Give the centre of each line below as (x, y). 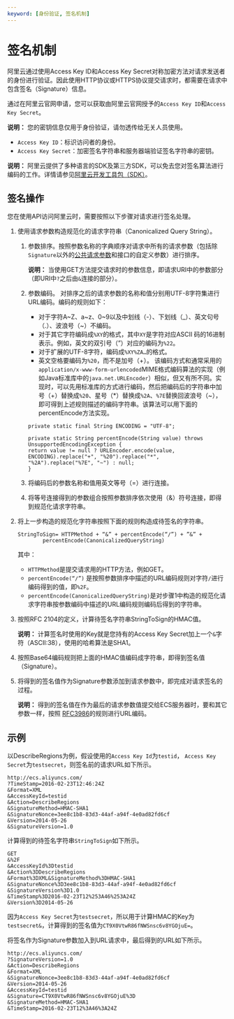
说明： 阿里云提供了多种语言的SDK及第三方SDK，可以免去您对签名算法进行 (115, 166)
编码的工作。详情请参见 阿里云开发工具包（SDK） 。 (79, 174)
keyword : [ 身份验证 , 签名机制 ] (49, 14)
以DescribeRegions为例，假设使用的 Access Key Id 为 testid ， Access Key (112, 756)
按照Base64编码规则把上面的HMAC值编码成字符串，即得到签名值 (111, 658)
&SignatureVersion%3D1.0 (43, 891)
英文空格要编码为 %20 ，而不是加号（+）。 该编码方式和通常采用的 (130, 361)
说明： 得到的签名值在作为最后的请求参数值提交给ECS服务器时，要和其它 (122, 705)
